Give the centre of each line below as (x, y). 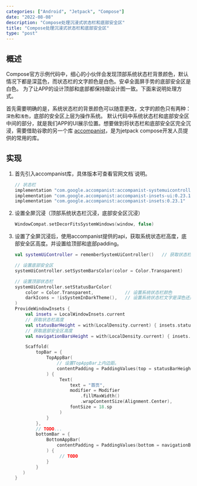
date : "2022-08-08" (30, 17)
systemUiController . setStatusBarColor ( (63, 287)
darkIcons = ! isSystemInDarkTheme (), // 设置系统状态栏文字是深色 (106, 298)
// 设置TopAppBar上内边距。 (88, 363)
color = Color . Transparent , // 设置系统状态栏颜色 (99, 292)
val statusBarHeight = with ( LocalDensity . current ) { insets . (101, 325)
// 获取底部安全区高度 (49, 331)
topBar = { (49, 352)
